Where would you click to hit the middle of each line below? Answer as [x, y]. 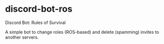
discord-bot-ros [39, 9]
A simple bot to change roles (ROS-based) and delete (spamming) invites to [82, 32]
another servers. [22, 37]
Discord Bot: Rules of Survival [35, 22]
